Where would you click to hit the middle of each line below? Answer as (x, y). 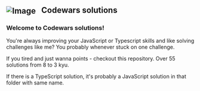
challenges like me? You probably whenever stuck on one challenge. (90, 47)
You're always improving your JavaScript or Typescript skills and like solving (100, 41)
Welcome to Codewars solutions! (55, 27)
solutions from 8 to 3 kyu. (38, 65)
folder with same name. (35, 83)
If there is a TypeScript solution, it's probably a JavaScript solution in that (96, 77)
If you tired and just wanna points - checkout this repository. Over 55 (91, 59)
